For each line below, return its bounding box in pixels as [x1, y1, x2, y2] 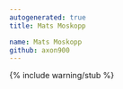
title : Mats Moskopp [9, 21, 87, 30]
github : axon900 [9, 45, 70, 54]
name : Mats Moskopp [9, 37, 83, 46]
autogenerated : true [9, 12, 87, 22]
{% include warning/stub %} [9, 70, 115, 81]
